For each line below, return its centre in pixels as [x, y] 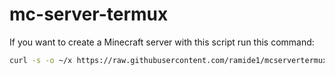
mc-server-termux [89, 14]
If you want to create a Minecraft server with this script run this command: [162, 42]
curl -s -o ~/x [41, 60]
